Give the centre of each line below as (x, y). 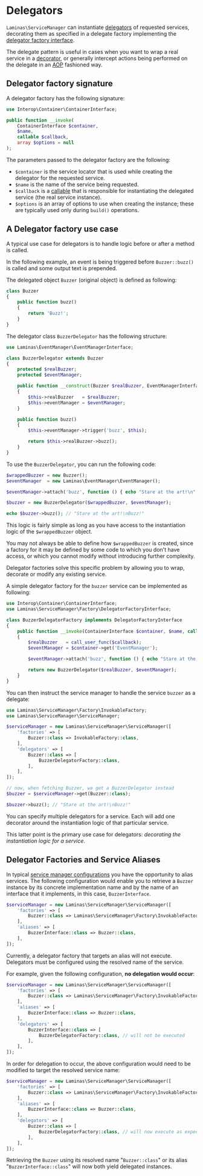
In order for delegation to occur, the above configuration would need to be (99, 1064)
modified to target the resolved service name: (63, 1070)
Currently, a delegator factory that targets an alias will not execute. (89, 955)
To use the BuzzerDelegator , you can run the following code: (81, 464)
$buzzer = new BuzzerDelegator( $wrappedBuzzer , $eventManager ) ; (89, 503)
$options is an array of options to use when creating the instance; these (105, 204)
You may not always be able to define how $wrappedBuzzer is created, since (100, 543)
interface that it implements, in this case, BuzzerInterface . (79, 893)
